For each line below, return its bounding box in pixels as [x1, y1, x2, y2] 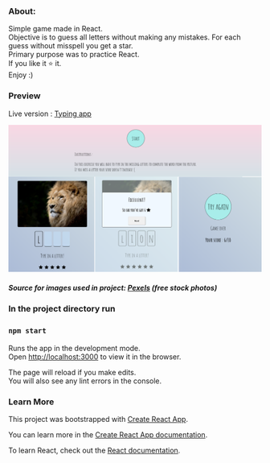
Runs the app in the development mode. [8, 343, 141, 353]
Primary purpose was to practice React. [8, 50, 140, 60]
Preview [8, 90, 41, 101]
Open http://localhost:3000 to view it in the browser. [8, 352, 182, 362]
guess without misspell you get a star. [8, 41, 134, 51]
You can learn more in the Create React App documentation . [8, 430, 208, 440]
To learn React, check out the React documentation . [8, 445, 181, 455]
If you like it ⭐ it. [8, 59, 62, 68]
